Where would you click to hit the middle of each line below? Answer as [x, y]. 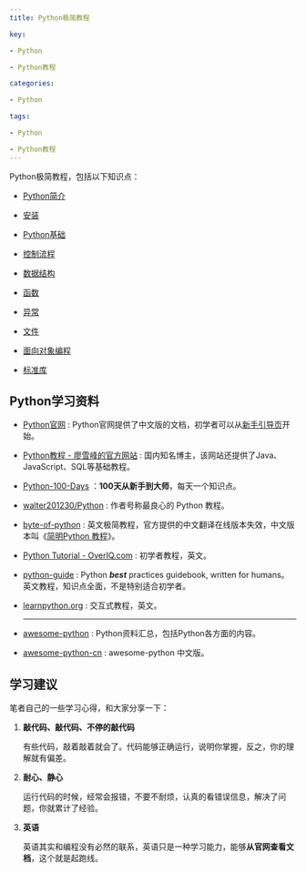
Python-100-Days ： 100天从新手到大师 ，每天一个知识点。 [132, 486]
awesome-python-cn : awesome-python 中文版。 [116, 653]
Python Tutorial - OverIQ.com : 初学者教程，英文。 [117, 555]
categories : [32, 84]
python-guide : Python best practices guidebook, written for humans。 [156, 575]
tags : [20, 117]
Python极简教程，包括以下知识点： [75, 176]
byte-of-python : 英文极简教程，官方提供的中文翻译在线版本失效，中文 [154, 525]
